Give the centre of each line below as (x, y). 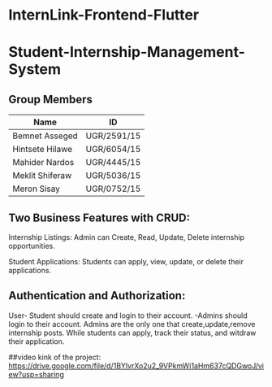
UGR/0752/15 (113, 189)
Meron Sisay (37, 189)
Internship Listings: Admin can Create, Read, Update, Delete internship (127, 237)
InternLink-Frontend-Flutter (104, 15)
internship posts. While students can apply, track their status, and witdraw (132, 333)
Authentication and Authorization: (97, 296)
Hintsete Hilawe (43, 150)
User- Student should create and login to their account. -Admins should (128, 315)
